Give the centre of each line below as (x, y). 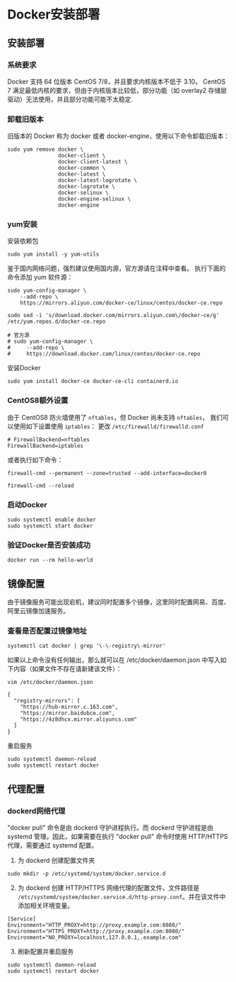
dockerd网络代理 (36, 811)
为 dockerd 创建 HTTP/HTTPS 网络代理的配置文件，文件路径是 (108, 888)
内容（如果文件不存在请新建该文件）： (67, 669)
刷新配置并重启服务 (46, 952)
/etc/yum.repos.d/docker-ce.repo (57, 322)
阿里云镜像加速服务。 (38, 611)
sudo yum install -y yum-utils (53, 255)
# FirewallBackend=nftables (49, 440)
